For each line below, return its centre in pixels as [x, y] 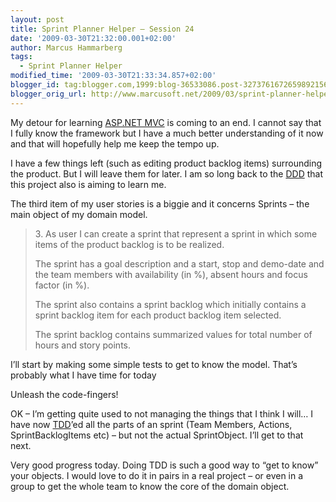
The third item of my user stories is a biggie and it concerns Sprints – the [160, 203]
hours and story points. [83, 345]
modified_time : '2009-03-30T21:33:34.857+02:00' [113, 76]
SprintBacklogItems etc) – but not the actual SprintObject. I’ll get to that [157, 435]
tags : [21, 57]
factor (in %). [62, 285]
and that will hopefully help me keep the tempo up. [115, 143]
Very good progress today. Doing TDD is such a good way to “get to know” [164, 465]
